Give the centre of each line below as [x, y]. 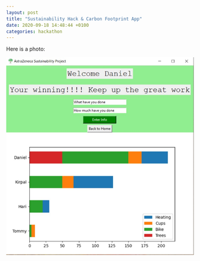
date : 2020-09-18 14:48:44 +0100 [48, 25]
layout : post [22, 12]
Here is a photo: [26, 49]
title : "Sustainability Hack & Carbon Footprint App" [74, 19]
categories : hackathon [34, 32]
